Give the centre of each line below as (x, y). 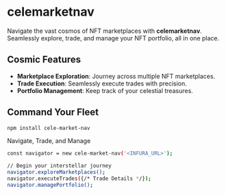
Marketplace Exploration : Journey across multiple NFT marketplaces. (116, 76)
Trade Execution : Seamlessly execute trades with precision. (102, 83)
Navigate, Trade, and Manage (49, 141)
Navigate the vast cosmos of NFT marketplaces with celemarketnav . (104, 31)
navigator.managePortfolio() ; (50, 185)
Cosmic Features (44, 60)
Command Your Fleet (53, 113)
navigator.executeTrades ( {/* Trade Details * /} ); (79, 179)
